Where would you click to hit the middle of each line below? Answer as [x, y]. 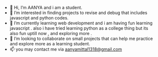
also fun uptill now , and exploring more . [51, 33]
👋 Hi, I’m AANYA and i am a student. [46, 8]
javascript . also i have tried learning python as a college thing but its [79, 28]
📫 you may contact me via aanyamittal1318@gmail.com [66, 49]
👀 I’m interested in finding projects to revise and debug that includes [79, 13]
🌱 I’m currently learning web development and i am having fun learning [81, 23]
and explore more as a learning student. [50, 44]
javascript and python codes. [39, 18]
